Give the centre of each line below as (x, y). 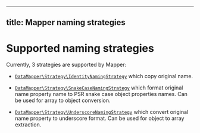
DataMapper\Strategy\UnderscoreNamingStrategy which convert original (101, 112)
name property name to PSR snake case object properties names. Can (101, 94)
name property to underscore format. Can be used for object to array (99, 118)
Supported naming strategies (80, 48)
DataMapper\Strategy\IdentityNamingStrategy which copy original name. (104, 76)
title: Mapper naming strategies (66, 22)
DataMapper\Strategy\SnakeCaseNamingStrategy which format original (99, 88)
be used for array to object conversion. (63, 100)
